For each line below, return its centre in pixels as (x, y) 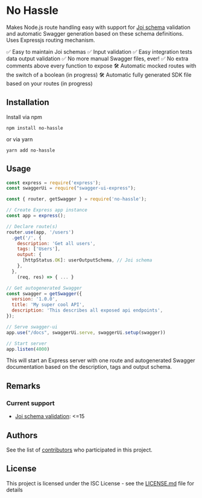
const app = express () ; (36, 216)
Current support (31, 403)
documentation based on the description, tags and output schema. (89, 367)
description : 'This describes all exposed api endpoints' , (87, 311)
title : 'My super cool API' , (48, 305)
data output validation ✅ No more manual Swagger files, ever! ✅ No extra (97, 59)
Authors (22, 435)
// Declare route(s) (32, 226)
